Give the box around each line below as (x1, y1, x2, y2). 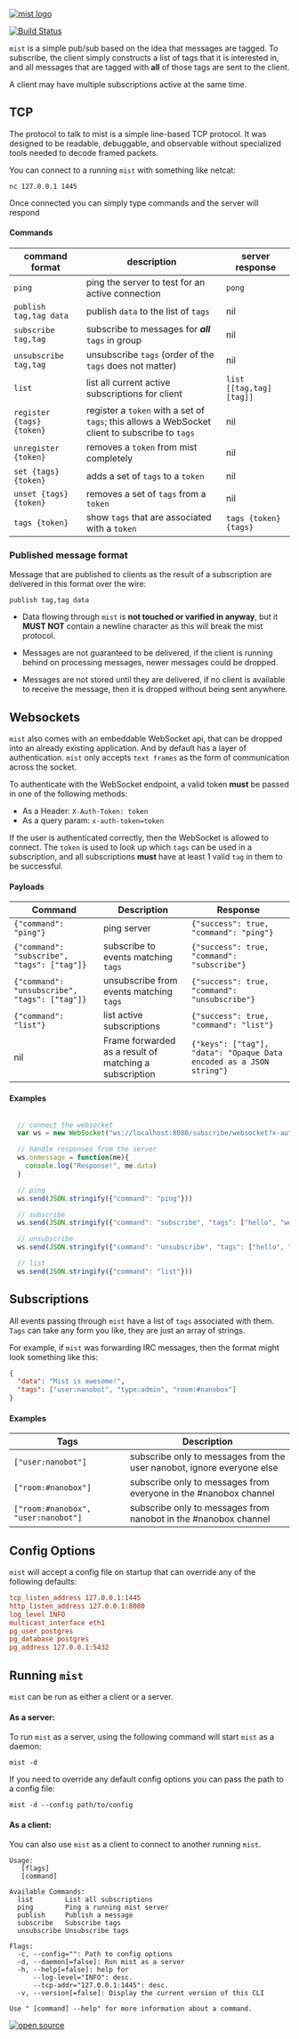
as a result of (103, 1046, 158, 1058)
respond (9, 207, 40, 217)
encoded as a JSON (190, 1056, 270, 1067)
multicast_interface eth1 (9, 1618, 105, 1627)
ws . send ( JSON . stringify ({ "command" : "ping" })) (17, 1194, 193, 1203)
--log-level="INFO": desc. (32, 1973, 133, 1982)
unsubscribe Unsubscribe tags (17, 1927, 129, 1936)
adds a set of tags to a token (85, 470, 205, 483)
